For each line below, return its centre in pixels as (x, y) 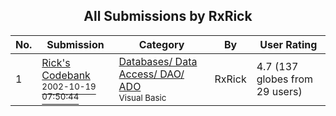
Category (161, 44)
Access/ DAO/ (151, 74)
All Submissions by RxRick (168, 16)
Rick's (56, 62)
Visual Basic (142, 97)
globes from (285, 79)
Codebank (66, 75)
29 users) (279, 91)
